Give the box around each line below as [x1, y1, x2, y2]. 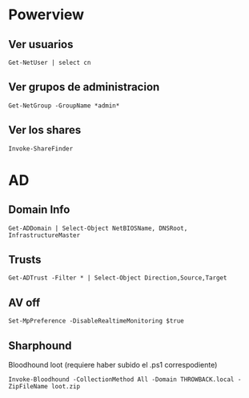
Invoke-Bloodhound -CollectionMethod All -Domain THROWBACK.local [8, 376, 235, 384]
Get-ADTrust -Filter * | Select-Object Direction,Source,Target [8, 274, 227, 282]
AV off [8, 295, 41, 309]
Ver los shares [8, 123, 82, 137]
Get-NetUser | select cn [8, 58, 91, 66]
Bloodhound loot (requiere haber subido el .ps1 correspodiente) [8, 360, 218, 370]
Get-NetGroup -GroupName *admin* [8, 102, 120, 110]
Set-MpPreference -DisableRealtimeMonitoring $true [8, 317, 184, 325]
